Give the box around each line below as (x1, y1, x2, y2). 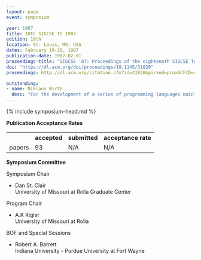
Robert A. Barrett (14, 241, 57, 248)
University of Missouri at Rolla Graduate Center (14, 188, 132, 195)
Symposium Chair (6, 170, 50, 177)
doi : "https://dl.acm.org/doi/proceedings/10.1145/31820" (6, 64, 154, 70)
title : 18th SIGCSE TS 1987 (6, 30, 77, 36)
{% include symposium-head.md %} (6, 108, 96, 115)
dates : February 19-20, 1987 (6, 47, 79, 54)
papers (9, 143, 29, 151)
